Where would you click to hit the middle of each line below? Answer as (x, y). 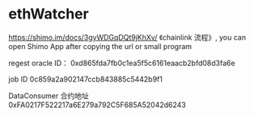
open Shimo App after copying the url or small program (100, 46)
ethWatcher (49, 14)
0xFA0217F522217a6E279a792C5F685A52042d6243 (97, 105)
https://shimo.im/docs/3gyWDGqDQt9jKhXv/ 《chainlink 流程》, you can (127, 37)
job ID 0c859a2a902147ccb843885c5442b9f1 (86, 79)
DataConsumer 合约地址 (49, 95)
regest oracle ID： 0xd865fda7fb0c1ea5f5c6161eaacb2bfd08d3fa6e (122, 63)
